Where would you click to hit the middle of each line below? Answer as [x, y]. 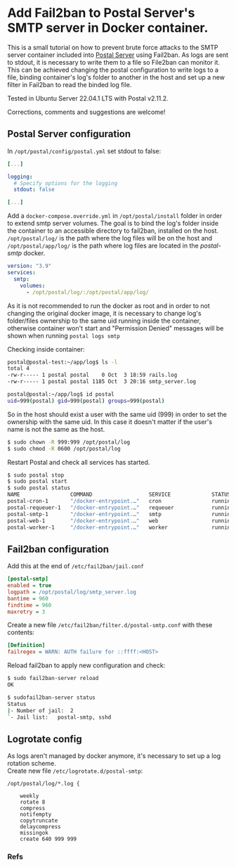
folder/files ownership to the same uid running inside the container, [104, 321]
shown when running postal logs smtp [64, 335]
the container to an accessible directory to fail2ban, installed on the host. [113, 231]
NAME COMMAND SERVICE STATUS [119, 495]
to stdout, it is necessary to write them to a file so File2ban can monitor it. [113, 62]
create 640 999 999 [48, 839]
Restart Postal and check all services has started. [79, 462]
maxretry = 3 [26, 612]
